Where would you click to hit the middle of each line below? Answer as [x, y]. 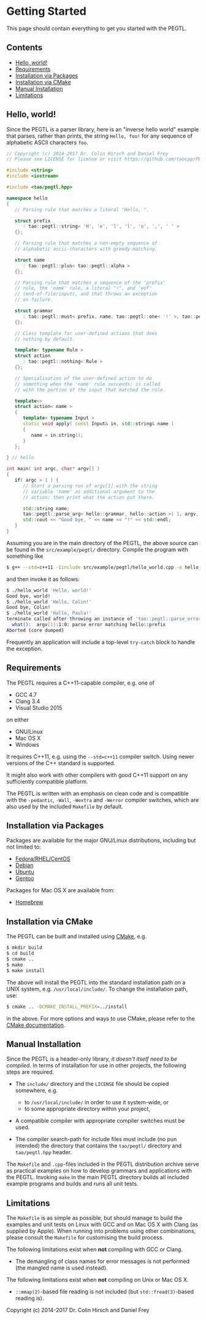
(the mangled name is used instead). [61, 1268]
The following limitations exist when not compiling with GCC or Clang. [94, 1249]
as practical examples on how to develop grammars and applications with [99, 1171]
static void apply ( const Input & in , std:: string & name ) [98, 424]
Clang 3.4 [28, 701]
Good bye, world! [29, 596]
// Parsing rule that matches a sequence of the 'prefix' [90, 283]
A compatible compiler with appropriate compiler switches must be [100, 1121]
